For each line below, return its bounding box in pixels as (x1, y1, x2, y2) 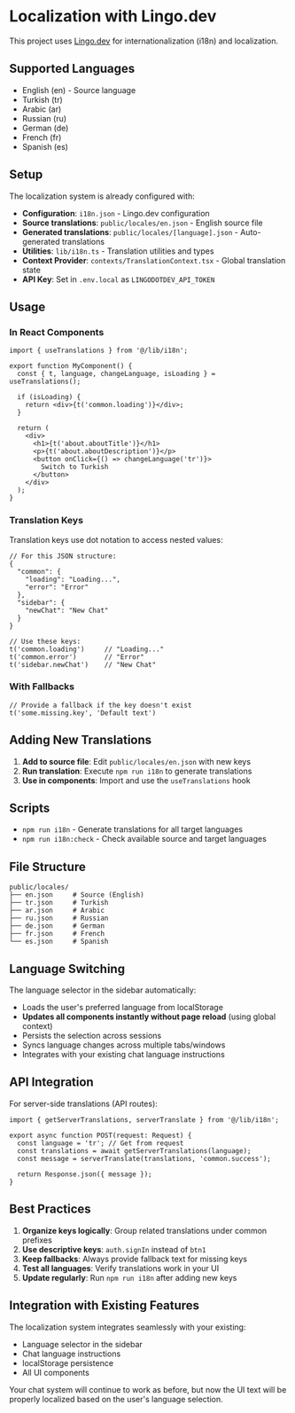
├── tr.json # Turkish (9, 899, 109, 907)
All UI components (21, 1367, 90, 1378)
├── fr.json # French (9, 930, 105, 938)
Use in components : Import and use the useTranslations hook (21, 774, 251, 786)
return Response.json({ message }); (17, 1169, 152, 1179)
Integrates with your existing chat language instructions (21, 1049, 226, 1060)
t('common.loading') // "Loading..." (9, 645, 165, 654)
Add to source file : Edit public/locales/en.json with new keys (21, 756, 251, 766)
